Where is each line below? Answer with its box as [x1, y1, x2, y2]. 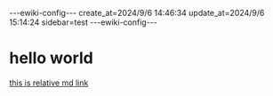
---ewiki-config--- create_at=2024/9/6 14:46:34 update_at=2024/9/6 [9, 8, 265, 18]
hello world [9, 48, 93, 68]
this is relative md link [9, 77, 89, 88]
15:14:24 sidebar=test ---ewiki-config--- [9, 17, 157, 28]
